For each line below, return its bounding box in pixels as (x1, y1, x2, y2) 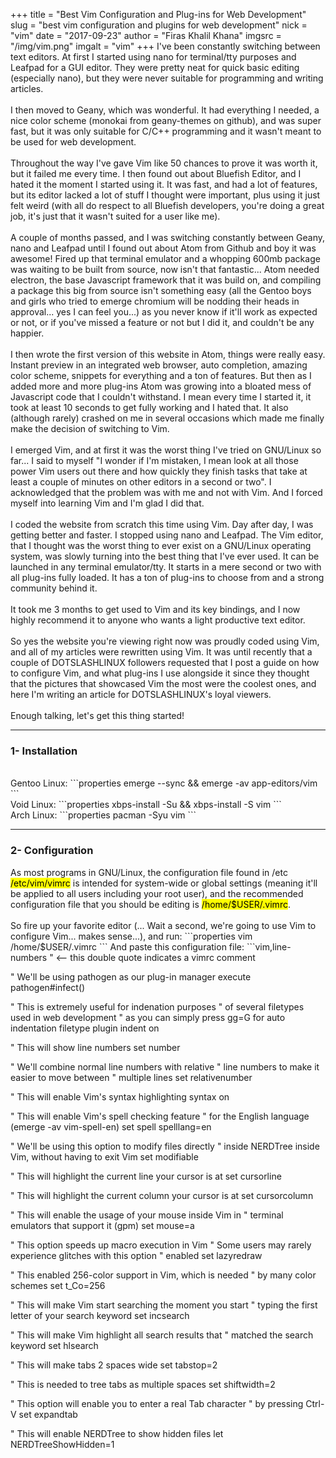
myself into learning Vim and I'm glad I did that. (10, 497, 205, 509)
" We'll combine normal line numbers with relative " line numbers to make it (10, 1060, 320, 1073)
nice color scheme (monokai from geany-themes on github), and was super (10, 115, 322, 126)
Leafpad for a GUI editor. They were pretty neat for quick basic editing (10, 62, 300, 73)
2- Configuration (10, 844, 94, 858)
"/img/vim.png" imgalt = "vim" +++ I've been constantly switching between (10, 40, 321, 52)
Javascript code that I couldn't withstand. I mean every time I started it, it (10, 391, 312, 403)
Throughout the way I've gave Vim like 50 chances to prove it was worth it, (10, 157, 318, 169)
